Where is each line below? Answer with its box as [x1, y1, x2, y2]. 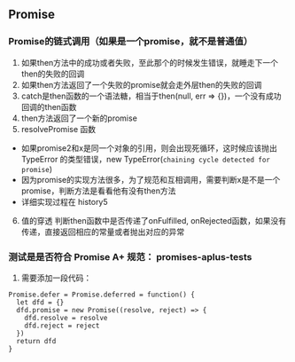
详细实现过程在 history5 [20, 196, 108, 207]
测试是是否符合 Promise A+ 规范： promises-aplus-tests [8, 250, 252, 263]
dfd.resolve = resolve [24, 313, 108, 322]
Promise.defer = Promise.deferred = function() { [8, 290, 196, 299]
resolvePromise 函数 [20, 123, 97, 134]
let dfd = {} [16, 297, 65, 307]
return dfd [16, 336, 57, 345]
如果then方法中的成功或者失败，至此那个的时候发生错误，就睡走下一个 [20, 57, 279, 67]
